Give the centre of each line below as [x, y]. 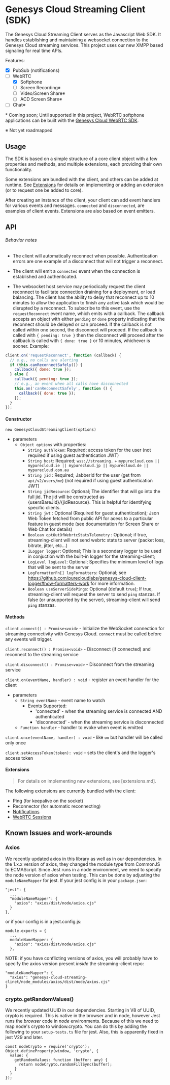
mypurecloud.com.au [48, 470]
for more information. [113, 584]
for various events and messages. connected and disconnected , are [75, 205]
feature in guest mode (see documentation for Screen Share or [93, 524]
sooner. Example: [31, 346]
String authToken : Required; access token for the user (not [89, 450]
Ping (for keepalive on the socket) [48, 800]
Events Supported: [47, 706]
